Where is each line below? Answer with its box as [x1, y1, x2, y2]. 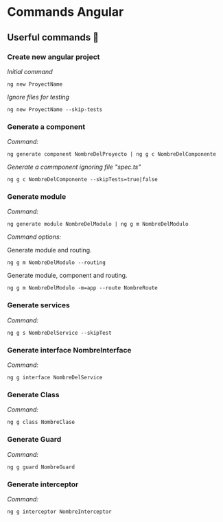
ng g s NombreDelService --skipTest [7, 329, 112, 336]
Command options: [7, 233, 62, 241]
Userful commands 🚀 [7, 32, 99, 43]
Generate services [7, 300, 70, 310]
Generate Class [7, 390, 60, 399]
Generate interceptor [7, 479, 79, 489]
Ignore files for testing [7, 93, 70, 101]
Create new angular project [7, 52, 100, 62]
